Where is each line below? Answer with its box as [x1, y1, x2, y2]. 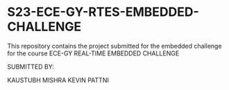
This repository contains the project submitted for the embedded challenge [7, 42, 222, 50]
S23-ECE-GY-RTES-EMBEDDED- [7, 4, 199, 20]
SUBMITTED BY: [7, 62, 54, 71]
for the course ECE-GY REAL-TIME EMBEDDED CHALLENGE [7, 49, 180, 57]
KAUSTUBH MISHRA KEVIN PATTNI [7, 75, 109, 84]
